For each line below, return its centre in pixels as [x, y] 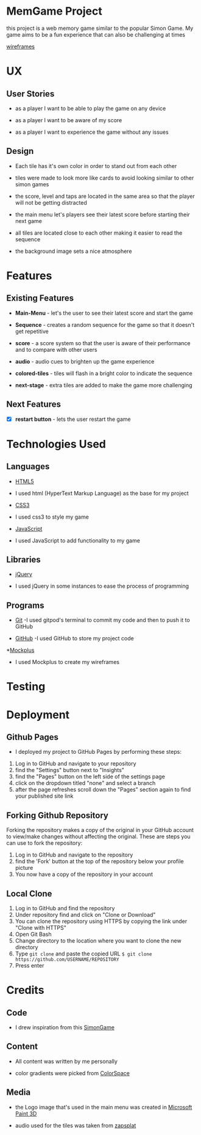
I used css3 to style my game [52, 517]
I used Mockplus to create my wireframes [67, 662]
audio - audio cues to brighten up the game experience [85, 361]
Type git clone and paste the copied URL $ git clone [83, 954]
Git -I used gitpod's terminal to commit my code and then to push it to [102, 620]
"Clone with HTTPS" [41, 928]
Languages [28, 466]
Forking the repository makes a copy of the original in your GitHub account [100, 830]
